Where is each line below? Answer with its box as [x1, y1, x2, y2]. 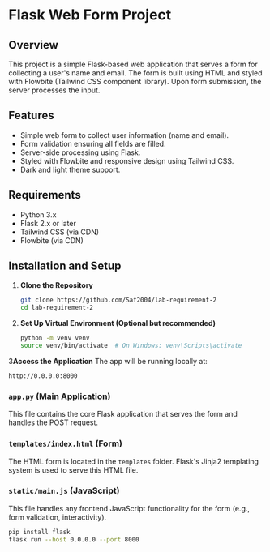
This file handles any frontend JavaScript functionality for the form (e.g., [8, 503, 250, 513]
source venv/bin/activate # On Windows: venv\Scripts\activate [19, 342, 242, 350]
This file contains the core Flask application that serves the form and [8, 409, 238, 419]
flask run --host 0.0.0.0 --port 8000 [8, 535, 139, 544]
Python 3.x [19, 209, 57, 220]
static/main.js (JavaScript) [8, 485, 120, 496]
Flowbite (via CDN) [19, 235, 84, 245]
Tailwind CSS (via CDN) [19, 227, 100, 237]
